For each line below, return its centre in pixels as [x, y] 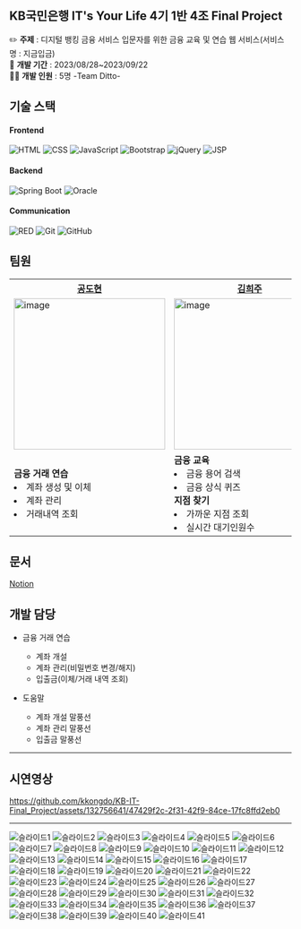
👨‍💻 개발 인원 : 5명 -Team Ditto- [65, 75]
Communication [40, 211]
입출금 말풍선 [59, 740]
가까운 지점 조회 [218, 513]
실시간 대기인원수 [221, 527]
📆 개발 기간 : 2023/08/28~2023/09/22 [79, 65]
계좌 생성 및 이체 [59, 486]
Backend [26, 170]
